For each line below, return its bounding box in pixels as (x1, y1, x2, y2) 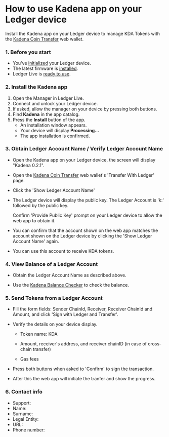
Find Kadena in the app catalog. (12, 111, 80, 117)
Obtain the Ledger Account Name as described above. (12, 272, 126, 279)
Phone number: (12, 426, 45, 433)
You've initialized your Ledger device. (12, 60, 91, 66)
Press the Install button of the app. (12, 116, 86, 123)
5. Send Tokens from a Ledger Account (5, 295, 103, 302)
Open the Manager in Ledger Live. (12, 95, 85, 101)
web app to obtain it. (12, 217, 56, 223)
